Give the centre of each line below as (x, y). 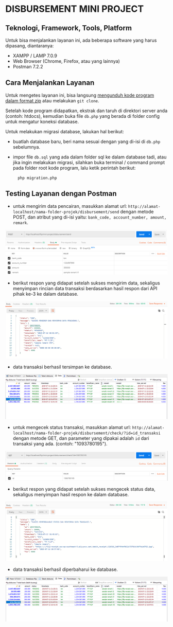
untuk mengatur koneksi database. (42, 121)
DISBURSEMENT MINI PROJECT (75, 9)
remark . (20, 222)
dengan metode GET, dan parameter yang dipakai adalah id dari (81, 438)
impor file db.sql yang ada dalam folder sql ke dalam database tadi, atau (90, 157)
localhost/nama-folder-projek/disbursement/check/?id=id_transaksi (86, 433)
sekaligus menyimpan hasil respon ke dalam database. (71, 495)
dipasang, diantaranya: (30, 46)
